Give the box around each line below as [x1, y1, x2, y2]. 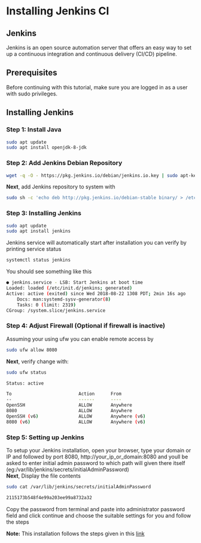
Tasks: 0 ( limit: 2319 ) [17, 302, 77, 308]
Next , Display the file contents [6, 472, 81, 479]
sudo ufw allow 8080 [6, 347, 58, 353]
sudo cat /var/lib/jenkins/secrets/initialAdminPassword [6, 484, 151, 490]
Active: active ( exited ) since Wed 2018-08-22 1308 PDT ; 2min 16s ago [6, 290, 186, 296]
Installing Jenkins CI [6, 4, 109, 18]
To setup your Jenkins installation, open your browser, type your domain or [6, 446, 191, 454]
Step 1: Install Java [6, 125, 62, 134]
